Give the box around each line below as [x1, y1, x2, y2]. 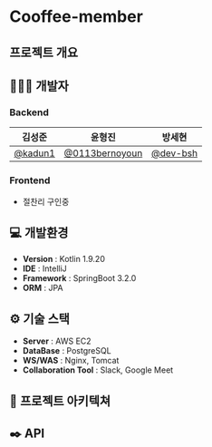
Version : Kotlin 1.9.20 [22, 254, 106, 265]
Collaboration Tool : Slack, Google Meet [22, 364, 174, 375]
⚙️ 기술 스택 [9, 311, 71, 326]
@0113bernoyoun [63, 147, 143, 160]
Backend [9, 106, 50, 119]
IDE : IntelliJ [22, 263, 68, 274]
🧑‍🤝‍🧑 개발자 [9, 78, 70, 93]
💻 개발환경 [9, 225, 69, 240]
